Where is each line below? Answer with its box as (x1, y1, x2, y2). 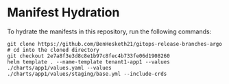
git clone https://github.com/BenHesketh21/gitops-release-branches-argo (7, 40, 223, 47)
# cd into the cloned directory (7, 46, 99, 53)
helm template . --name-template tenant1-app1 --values (7, 58, 170, 66)
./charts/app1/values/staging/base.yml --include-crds (7, 70, 167, 77)
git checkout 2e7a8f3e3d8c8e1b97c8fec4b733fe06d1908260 (7, 53, 170, 59)
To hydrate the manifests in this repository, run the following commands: (7, 27, 212, 36)
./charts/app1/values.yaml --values (7, 64, 112, 71)
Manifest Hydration (7, 5, 120, 20)
